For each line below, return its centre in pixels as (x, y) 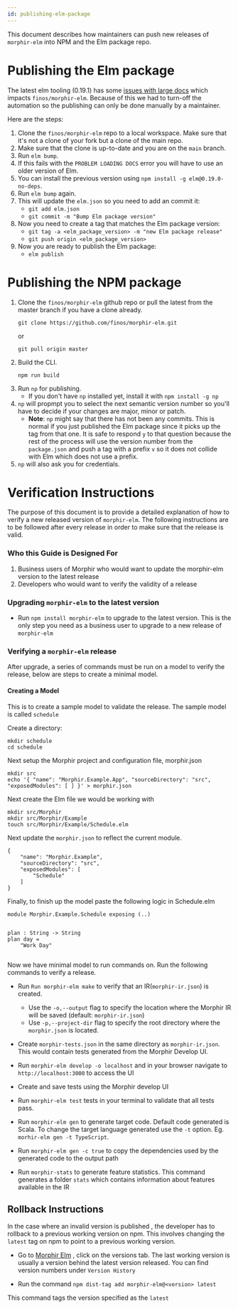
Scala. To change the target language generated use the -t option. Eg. (121, 1129)
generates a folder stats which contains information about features (116, 1179)
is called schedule (33, 714)
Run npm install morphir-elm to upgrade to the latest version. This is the (124, 618)
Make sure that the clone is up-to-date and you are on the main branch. (121, 148)
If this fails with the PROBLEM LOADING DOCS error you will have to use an (120, 163)
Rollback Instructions (56, 1209)
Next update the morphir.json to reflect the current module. (95, 838)
